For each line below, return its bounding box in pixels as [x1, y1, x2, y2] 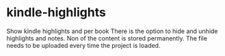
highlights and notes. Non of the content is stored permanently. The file [6, 34, 208, 42]
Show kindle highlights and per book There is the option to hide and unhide [6, 27, 218, 35]
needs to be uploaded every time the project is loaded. [6, 41, 161, 49]
